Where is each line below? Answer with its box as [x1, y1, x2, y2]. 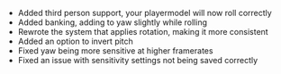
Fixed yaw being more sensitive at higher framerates [17, 45, 213, 56]
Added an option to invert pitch [17, 36, 133, 46]
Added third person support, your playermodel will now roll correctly [17, 8, 272, 18]
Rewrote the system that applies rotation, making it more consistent [17, 27, 268, 37]
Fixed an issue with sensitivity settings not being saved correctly [17, 55, 258, 65]
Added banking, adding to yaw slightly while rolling [17, 17, 207, 28]
